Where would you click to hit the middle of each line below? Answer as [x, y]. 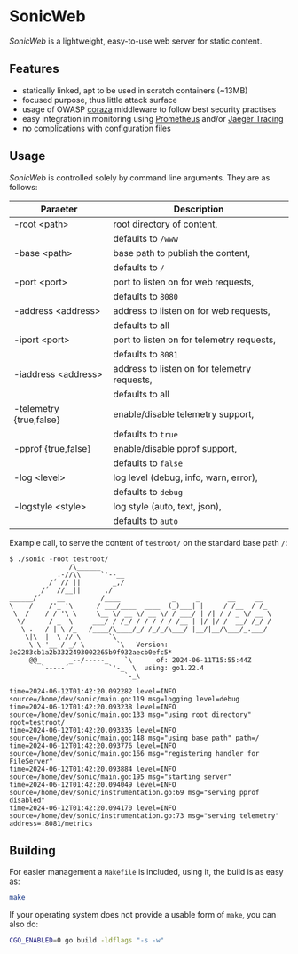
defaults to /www [146, 238]
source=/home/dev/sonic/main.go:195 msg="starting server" [121, 777]
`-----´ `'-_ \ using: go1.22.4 [122, 668]
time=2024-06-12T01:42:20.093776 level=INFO [93, 746]
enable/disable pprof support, [175, 448]
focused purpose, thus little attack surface [99, 100]
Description [199, 209]
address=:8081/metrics [51, 823]
